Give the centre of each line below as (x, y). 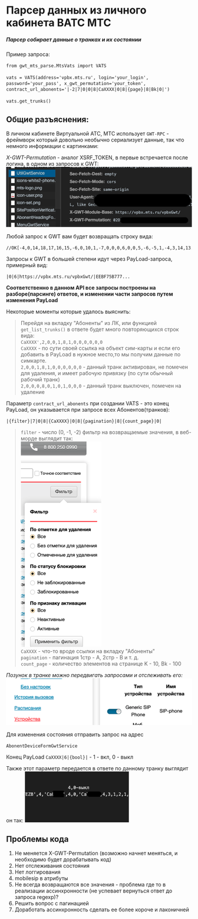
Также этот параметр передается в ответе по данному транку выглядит (97, 769)
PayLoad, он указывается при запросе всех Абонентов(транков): (88, 409)
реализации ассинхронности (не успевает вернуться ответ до (93, 891)
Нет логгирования (37, 872)
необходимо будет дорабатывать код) (63, 859)
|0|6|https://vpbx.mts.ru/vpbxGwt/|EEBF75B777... (68, 277)
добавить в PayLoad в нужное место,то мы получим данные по (100, 354)
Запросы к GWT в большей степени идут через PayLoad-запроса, (89, 259)
